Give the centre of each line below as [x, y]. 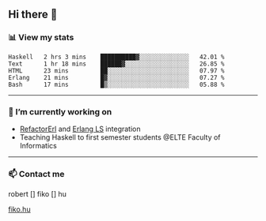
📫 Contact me [36, 174]
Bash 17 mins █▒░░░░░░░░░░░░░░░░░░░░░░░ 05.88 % [116, 84]
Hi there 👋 [33, 15]
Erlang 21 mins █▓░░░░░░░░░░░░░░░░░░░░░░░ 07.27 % [116, 77]
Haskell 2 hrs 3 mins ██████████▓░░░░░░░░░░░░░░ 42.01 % [116, 57]
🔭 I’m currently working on [60, 111]
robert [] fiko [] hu [38, 194]
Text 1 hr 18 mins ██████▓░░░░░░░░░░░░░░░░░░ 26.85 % [116, 64]
